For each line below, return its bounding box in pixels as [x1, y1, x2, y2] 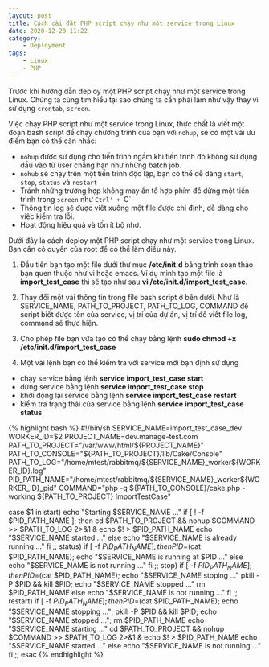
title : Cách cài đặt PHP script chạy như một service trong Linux [8, 19, 235, 27]
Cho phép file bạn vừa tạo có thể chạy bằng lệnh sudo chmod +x [19, 333, 237, 343]
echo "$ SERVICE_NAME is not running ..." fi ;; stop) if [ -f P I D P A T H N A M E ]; [8, 560, 252, 572]
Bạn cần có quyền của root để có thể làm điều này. [8, 244, 177, 253]
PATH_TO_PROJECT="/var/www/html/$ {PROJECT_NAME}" [8, 440, 205, 450]
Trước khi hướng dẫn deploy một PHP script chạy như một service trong [8, 86, 247, 96]
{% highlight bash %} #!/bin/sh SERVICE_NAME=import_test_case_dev [8, 423, 243, 433]
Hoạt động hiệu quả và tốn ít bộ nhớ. [19, 220, 141, 229]
